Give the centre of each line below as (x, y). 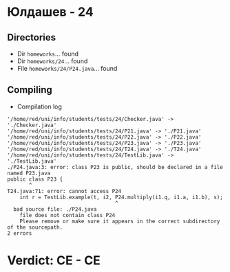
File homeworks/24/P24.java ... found (67, 68)
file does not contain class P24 (67, 215)
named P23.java (29, 173)
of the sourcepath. (35, 227)
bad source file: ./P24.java (55, 209)
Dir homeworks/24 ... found (52, 61)
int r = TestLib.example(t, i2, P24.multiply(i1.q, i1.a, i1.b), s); (122, 197)
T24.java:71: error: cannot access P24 (64, 191)
